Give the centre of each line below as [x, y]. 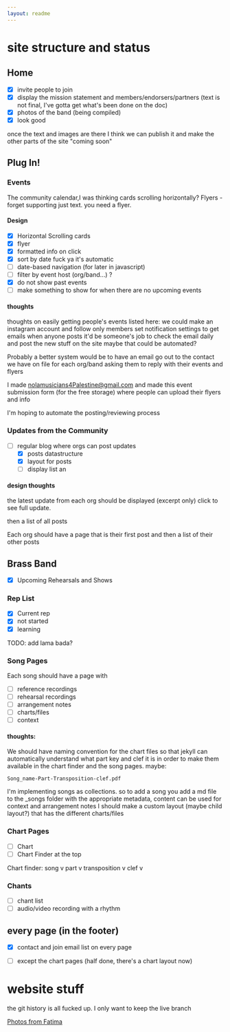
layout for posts [49, 461]
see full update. [29, 508]
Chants [20, 885]
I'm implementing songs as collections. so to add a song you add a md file [112, 792]
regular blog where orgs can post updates [76, 445]
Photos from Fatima [35, 1022]
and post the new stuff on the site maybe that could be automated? [102, 344]
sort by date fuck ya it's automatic [65, 259]
